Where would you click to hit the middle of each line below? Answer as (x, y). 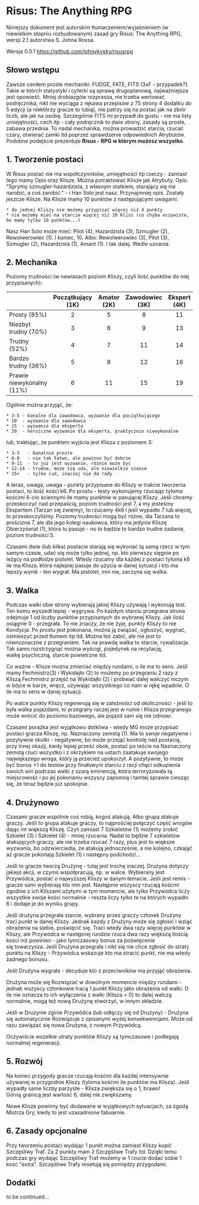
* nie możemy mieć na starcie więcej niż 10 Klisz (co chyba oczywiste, (98, 215)
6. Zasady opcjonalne (47, 1131)
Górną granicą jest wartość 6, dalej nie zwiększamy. (70, 1094)
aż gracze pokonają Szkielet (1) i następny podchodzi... (73, 854)
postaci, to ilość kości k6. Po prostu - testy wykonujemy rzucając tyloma (94, 491)
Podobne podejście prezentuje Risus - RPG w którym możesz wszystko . (95, 141)
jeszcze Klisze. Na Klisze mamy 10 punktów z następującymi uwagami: (92, 199)
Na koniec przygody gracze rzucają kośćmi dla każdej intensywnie (87, 1075)
